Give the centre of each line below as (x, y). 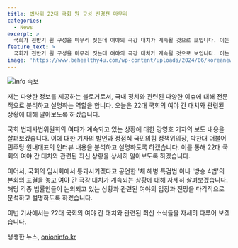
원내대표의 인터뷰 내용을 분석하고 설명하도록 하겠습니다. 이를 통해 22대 (123, 147)
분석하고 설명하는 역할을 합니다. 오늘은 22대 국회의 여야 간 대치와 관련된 (125, 105)
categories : (25, 21)
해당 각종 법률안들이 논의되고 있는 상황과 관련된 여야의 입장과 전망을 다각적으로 (116, 188)
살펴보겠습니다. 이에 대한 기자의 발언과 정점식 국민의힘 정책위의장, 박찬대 (107, 138)
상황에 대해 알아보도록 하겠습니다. (54, 114)
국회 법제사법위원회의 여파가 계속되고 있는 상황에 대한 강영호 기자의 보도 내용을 (116, 129)
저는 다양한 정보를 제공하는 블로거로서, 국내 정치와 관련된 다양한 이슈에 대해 (111, 96)
